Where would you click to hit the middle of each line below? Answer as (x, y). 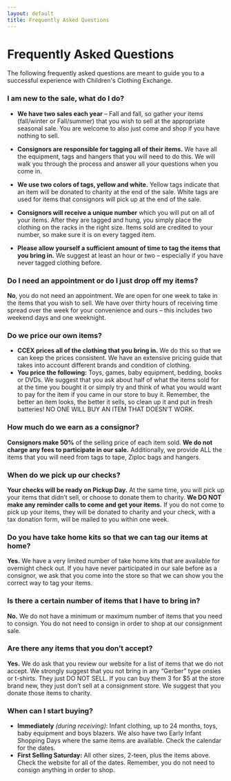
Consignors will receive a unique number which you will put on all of (116, 212)
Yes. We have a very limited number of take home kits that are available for (114, 561)
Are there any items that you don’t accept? (80, 648)
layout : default (30, 13)
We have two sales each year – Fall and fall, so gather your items (110, 113)
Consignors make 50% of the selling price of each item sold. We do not (110, 442)
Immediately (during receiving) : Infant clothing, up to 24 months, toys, (117, 726)
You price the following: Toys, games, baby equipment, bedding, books (119, 373)
